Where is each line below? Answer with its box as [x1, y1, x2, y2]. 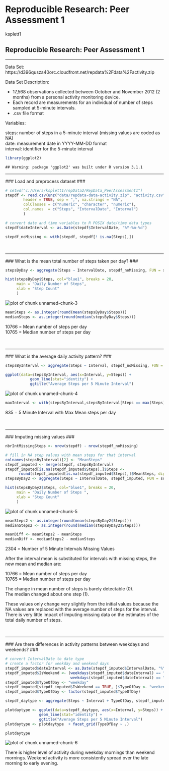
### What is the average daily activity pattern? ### [5, 353, 112, 359]
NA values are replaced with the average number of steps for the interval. [5, 607, 157, 613]
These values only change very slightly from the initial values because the [5, 601, 159, 607]
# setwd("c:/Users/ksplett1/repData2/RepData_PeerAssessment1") [5, 188, 143, 193]
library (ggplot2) [5, 155, 42, 160]
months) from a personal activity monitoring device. [12, 94, 120, 100]
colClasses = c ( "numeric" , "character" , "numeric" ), [23, 202, 136, 207]
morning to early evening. [5, 760, 59, 766]
